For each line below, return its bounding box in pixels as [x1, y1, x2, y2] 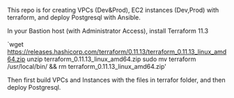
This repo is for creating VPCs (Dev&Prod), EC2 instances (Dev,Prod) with [7, 6, 219, 14]
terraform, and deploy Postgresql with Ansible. [7, 13, 141, 22]
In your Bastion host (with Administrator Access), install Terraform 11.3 [7, 27, 209, 35]
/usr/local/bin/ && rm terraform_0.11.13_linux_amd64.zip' [7, 63, 167, 70]
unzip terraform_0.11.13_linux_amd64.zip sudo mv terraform [26, 55, 196, 63]
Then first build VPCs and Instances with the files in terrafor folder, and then [7, 76, 226, 84]
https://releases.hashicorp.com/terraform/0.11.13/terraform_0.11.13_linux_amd [7, 48, 227, 56]
